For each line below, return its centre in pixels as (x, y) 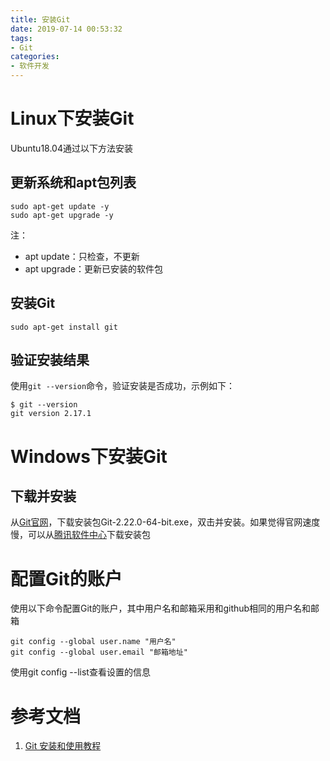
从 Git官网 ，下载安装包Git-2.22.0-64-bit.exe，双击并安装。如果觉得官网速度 (165, 522)
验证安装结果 (50, 359)
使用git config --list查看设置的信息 (80, 672)
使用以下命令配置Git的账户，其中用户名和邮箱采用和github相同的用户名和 (161, 608)
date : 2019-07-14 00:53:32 (66, 29)
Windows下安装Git (89, 456)
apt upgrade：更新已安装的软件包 (94, 268)
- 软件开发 (30, 66)
